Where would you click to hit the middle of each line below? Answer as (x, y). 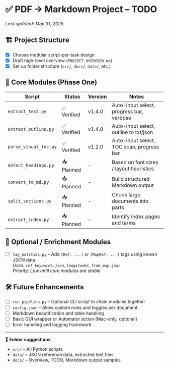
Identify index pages (136, 217)
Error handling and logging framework (52, 325)
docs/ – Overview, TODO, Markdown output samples (66, 360)
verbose (122, 118)
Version (97, 96)
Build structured (131, 179)
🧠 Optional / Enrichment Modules (58, 242)
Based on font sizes (135, 163)
